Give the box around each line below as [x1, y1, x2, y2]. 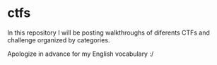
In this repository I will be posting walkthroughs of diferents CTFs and [7, 28, 211, 37]
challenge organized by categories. [7, 35, 110, 44]
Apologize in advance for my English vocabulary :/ [7, 49, 154, 58]
